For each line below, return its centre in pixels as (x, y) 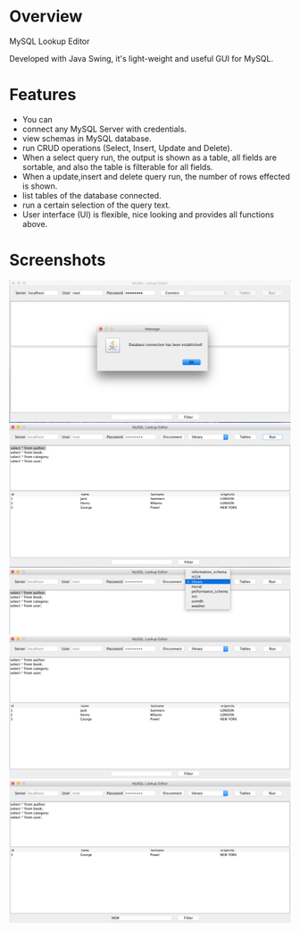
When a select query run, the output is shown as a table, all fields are (149, 157)
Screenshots (58, 260)
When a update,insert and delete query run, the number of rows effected (156, 176)
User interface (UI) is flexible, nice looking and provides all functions (148, 214)
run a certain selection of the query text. (96, 205)
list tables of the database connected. (92, 195)
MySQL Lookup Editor (50, 41)
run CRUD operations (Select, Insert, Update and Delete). (127, 148)
